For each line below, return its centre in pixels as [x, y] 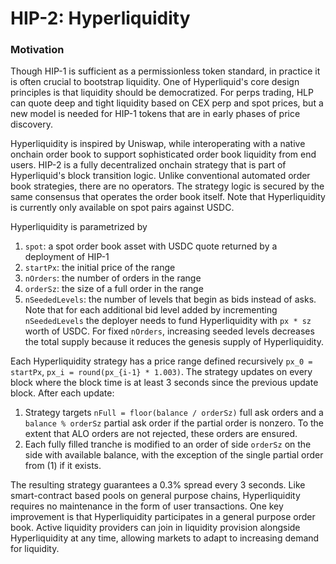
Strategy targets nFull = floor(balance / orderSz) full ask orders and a [174, 413]
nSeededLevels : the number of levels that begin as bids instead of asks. [170, 299]
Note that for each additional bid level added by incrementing [151, 310]
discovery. [32, 124]
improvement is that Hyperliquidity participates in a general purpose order [163, 517]
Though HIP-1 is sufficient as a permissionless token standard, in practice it [165, 71]
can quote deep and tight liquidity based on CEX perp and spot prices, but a [167, 103]
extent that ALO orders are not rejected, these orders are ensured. [161, 434]
